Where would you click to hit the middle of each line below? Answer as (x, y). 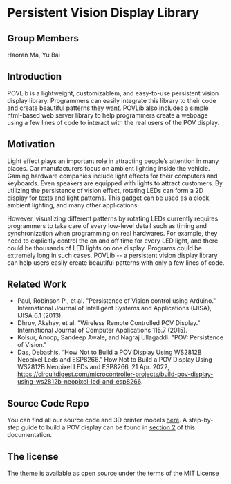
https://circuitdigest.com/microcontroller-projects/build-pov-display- (115, 374)
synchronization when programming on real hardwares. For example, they (112, 233)
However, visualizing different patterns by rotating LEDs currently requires (113, 218)
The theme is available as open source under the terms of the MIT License (113, 473)
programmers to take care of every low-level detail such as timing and (107, 225)
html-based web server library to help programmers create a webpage (108, 115)
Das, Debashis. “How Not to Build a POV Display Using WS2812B (109, 352)
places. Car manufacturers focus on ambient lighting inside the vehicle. (109, 168)
